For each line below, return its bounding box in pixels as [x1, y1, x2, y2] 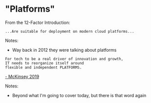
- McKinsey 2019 [5, 73, 40, 79]
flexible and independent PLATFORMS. [5, 65, 82, 70]
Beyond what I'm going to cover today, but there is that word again [12, 92, 147, 98]
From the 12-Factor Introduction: [5, 20, 70, 25]
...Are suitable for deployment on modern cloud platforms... [5, 29, 134, 34]
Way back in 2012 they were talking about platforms [12, 47, 117, 53]
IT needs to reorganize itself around [5, 61, 84, 65]
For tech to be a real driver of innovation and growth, [5, 56, 124, 62]
